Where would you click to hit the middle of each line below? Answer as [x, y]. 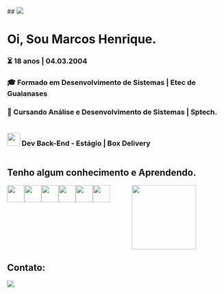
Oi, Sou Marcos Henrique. [82, 39]
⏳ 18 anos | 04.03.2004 [47, 61]
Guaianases [27, 94]
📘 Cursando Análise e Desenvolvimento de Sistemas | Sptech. [112, 112]
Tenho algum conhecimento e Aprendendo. [102, 173]
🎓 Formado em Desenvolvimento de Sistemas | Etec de [102, 83]
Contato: [26, 268]
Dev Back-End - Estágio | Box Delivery [86, 143]
